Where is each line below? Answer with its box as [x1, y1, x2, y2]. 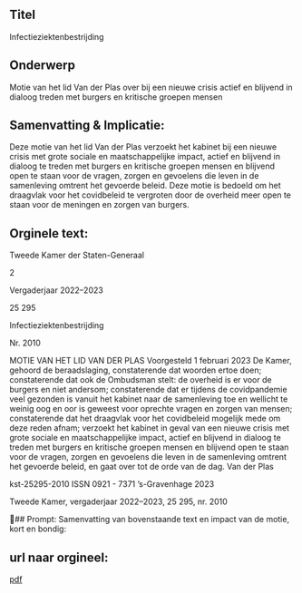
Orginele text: [9, 226, 89, 241]
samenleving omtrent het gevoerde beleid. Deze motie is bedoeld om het [9, 180, 281, 191]
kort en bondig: [9, 523, 66, 534]
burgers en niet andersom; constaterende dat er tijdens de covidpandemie [9, 384, 287, 395]
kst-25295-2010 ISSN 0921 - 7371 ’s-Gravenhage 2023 [9, 479, 215, 490]
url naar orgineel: [9, 549, 109, 565]
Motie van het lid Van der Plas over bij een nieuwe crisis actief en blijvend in [9, 82, 293, 92]
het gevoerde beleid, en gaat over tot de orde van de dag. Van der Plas [9, 462, 275, 472]
